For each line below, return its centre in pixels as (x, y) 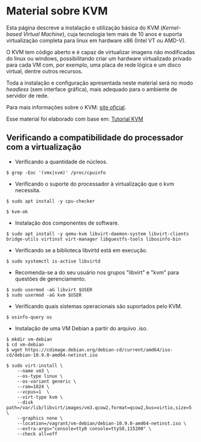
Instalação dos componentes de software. (67, 223)
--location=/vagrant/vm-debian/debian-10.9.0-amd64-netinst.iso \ (102, 423)
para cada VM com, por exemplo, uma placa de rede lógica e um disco (94, 65)
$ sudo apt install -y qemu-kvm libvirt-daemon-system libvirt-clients (97, 234)
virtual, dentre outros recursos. (44, 71)
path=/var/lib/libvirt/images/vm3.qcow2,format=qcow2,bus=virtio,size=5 (99, 407)
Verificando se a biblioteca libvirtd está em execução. (81, 250)
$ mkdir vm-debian (29, 339)
